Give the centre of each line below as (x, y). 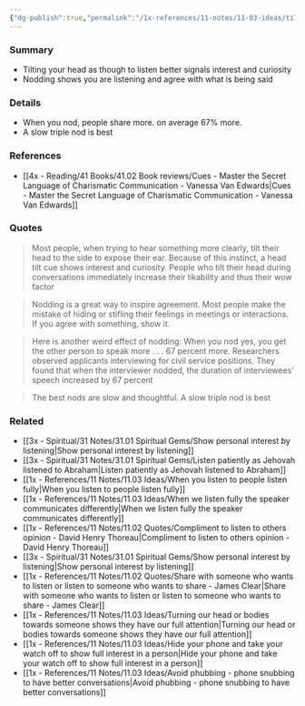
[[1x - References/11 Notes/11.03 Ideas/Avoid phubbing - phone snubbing (158, 673)
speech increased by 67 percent (92, 379)
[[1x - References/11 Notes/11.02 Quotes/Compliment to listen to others (154, 528)
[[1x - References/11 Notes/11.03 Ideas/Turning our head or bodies (146, 615)
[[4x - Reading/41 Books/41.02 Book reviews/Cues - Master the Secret (154, 176)
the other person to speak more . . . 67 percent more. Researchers (155, 350)
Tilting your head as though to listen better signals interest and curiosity (157, 69)
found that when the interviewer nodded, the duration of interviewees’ (162, 370)
